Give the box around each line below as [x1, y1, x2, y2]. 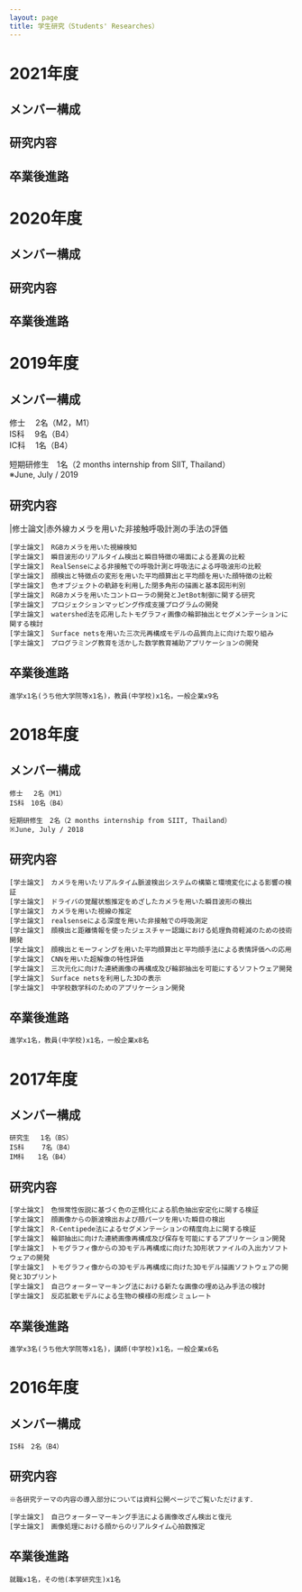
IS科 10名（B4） [9, 799, 68, 808]
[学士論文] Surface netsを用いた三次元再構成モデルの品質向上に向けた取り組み [9, 629, 274, 638]
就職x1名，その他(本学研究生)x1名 [9, 1575, 122, 1584]
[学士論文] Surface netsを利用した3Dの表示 [9, 974, 162, 983]
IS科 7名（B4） [9, 1143, 75, 1152]
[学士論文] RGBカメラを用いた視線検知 [9, 543, 138, 553]
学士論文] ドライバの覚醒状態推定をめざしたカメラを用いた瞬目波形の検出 [13, 897, 252, 906]
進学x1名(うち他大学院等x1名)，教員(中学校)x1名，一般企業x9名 [9, 691, 219, 700]
